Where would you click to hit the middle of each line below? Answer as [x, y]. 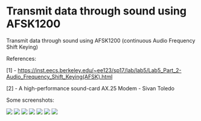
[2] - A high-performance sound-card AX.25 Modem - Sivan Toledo [91, 88]
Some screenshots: [30, 100]
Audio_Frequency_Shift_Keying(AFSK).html [59, 76]
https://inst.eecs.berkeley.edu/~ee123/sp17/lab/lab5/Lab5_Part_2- [100, 70]
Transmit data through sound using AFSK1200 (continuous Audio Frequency [101, 40]
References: [21, 58]
